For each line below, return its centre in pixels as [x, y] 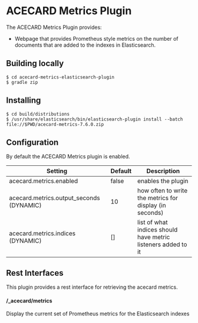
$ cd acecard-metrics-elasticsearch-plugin [60, 77]
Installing [24, 101]
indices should [158, 230]
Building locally [35, 63]
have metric [154, 237]
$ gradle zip [22, 82]
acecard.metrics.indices [42, 233]
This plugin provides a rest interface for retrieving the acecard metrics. [92, 287]
